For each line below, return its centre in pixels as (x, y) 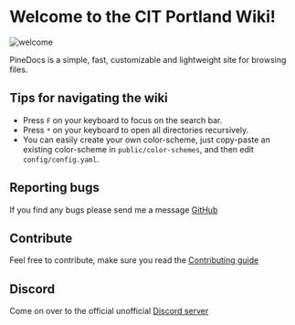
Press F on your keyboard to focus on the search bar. (122, 120)
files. (19, 69)
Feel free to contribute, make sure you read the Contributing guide (134, 260)
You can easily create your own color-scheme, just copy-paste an (147, 140)
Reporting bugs (55, 188)
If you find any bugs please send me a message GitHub (114, 210)
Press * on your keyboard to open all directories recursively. (136, 130)
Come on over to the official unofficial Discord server (109, 311)
